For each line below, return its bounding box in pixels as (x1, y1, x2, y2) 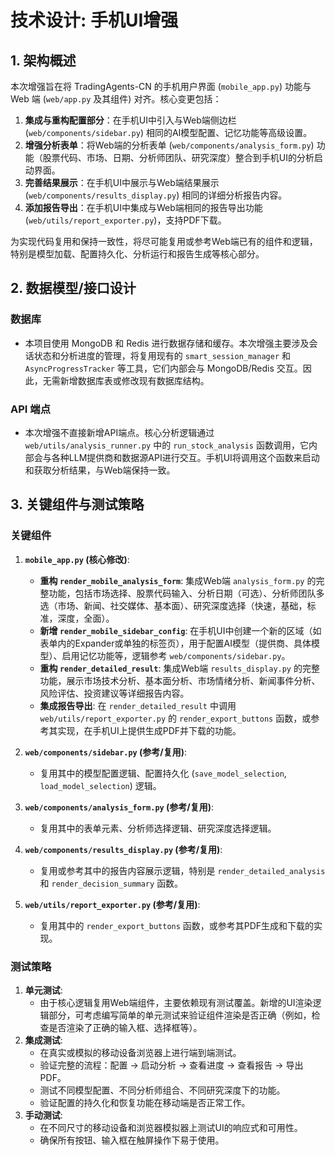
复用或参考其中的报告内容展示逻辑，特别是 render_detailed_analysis (39, 864, 326, 876)
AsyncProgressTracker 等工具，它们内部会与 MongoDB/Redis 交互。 (24, 362, 303, 374)
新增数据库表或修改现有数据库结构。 (59, 374, 210, 386)
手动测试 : (24, 1109, 63, 1121)
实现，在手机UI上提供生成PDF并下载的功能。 (57, 724, 242, 736)
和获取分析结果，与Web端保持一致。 (24, 464, 176, 476)
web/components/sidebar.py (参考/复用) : (24, 746, 188, 758)
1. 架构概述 (10, 52, 77, 69)
